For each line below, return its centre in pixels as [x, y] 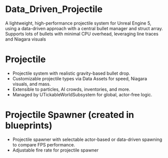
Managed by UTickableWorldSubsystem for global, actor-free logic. [82, 94]
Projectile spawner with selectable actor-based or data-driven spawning [87, 139]
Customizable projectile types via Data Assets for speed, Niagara [80, 78]
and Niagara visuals [26, 39]
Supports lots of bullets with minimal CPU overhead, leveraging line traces [82, 34]
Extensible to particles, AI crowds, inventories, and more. [71, 89]
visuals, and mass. [32, 84]
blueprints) [29, 126]
